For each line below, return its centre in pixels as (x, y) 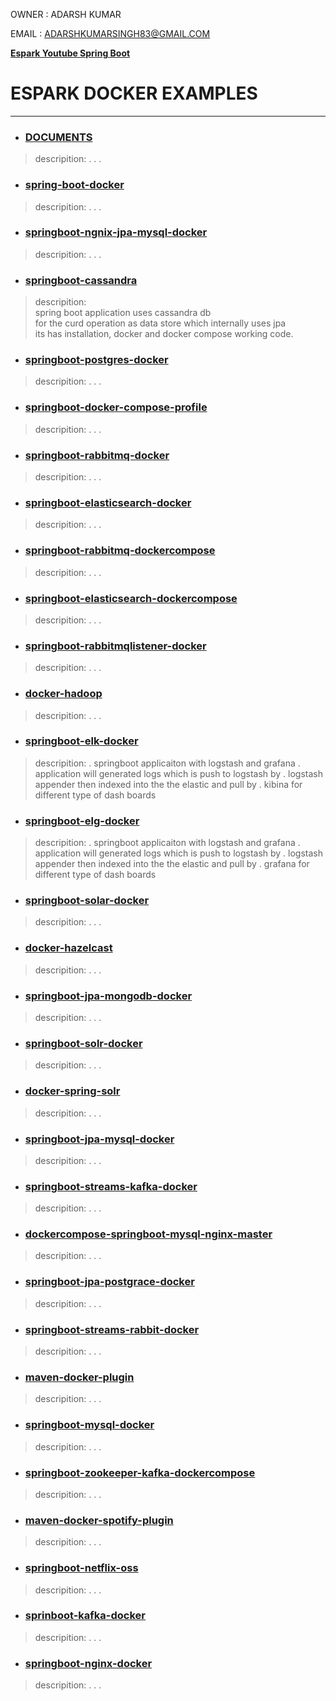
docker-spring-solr (72, 1091)
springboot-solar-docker (87, 901)
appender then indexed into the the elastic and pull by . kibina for (168, 784)
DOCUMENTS (58, 137)
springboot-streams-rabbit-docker (112, 1329)
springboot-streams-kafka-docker (111, 1186)
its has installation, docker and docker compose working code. (164, 334)
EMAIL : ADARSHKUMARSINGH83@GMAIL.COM (110, 33)
